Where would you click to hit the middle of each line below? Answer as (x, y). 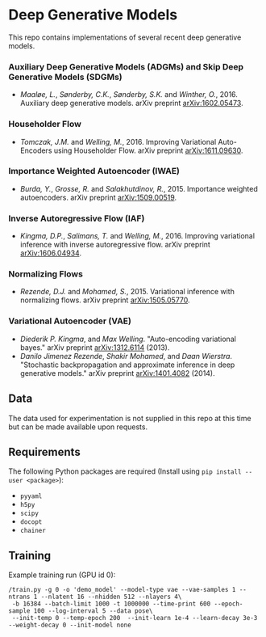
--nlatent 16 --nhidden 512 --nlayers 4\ (111, 597)
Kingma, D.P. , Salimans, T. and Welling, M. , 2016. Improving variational (137, 236)
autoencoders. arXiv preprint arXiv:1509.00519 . (98, 197)
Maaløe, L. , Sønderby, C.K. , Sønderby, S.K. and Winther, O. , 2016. (129, 95)
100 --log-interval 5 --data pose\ (93, 611)
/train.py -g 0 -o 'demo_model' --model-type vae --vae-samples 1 (122, 590)
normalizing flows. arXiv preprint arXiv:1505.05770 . (105, 300)
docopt (31, 522)
